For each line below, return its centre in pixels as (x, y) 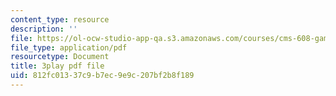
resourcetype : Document (60, 57)
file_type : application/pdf (69, 47)
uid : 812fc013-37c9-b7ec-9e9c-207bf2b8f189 (102, 76)
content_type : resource (60, 19)
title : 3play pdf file (57, 66)
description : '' (44, 29)
